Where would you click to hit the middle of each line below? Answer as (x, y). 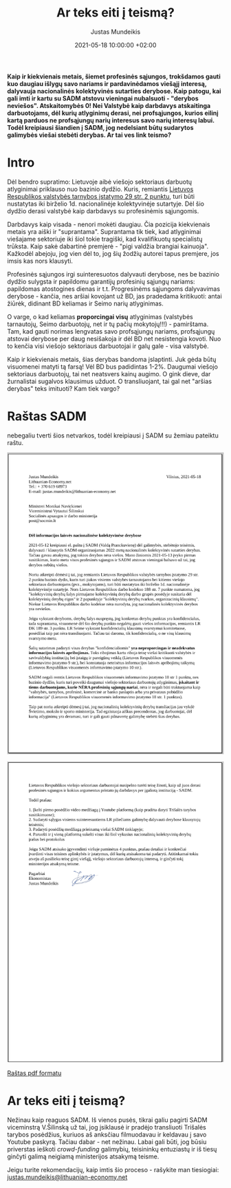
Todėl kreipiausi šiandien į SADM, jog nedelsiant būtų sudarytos (100, 127)
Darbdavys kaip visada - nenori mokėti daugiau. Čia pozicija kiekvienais (109, 224)
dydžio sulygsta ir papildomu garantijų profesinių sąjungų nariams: (101, 281)
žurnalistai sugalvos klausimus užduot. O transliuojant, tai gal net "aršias (109, 381)
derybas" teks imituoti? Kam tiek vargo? (64, 388)
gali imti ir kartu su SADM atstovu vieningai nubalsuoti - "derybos (103, 98)
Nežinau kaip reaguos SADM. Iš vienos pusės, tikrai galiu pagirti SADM (107, 1120)
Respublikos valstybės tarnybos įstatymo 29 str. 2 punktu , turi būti (101, 196)
